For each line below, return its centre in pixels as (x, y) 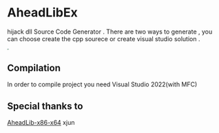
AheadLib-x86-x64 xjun (41, 123)
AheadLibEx (42, 13)
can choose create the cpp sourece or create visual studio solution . (104, 38)
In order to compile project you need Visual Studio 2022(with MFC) (102, 84)
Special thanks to (45, 106)
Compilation (34, 68)
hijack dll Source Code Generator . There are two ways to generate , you (110, 32)
